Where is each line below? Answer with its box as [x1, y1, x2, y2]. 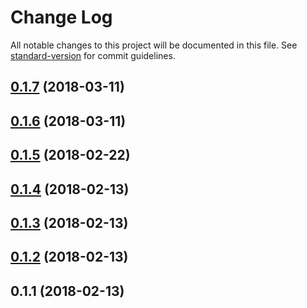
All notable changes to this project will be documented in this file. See [10, 39, 298, 51]
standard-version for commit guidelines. [10, 49, 176, 61]
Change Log [10, 6, 113, 29]
